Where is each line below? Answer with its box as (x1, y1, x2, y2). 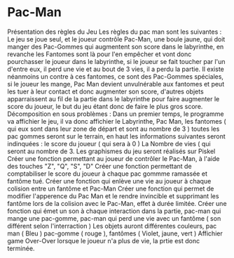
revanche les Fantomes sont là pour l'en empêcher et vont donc (7, 50, 192, 58)
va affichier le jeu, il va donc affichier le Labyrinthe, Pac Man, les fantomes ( (7, 117, 226, 125)
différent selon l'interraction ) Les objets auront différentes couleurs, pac (7, 221, 217, 230)
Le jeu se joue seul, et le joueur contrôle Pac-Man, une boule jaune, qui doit (7, 34, 226, 43)
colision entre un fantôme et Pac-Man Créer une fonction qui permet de (7, 184, 214, 193)
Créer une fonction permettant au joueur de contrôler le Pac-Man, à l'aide (7, 154, 220, 162)
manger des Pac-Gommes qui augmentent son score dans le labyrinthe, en (7, 42, 224, 51)
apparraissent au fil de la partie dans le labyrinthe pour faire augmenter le (7, 94, 220, 103)
